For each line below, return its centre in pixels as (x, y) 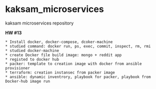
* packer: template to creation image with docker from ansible (73, 63)
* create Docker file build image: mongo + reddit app (63, 55)
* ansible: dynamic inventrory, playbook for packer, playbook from (78, 77)
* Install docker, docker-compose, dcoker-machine (59, 42)
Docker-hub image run (28, 81)
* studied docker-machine (32, 50)
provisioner (17, 68)
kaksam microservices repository (39, 23)
